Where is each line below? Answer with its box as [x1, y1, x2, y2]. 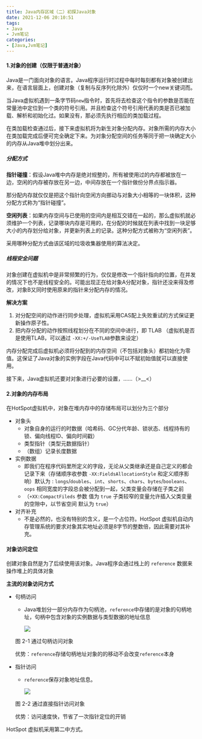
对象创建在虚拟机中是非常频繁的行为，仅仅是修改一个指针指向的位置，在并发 [6, 271, 196, 278]
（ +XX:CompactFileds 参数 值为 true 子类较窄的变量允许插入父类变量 [23, 493, 192, 500]
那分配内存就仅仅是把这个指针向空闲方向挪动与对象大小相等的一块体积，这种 [6, 191, 196, 199]
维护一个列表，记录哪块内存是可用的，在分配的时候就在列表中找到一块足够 [11, 220, 196, 227]
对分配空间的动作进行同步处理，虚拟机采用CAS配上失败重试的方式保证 [14, 312, 189, 319]
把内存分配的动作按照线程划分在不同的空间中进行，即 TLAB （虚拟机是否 [14, 327, 195, 334]
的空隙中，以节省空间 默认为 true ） [23, 500, 112, 507]
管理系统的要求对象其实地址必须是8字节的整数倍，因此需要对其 [29, 523, 186, 530]
